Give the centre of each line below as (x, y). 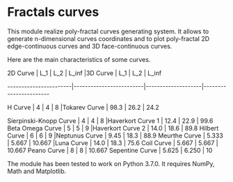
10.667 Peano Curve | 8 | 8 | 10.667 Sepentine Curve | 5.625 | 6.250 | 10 (110, 150)
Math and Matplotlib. (37, 171)
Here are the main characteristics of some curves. (79, 59)
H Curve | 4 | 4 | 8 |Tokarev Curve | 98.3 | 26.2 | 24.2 (83, 107)
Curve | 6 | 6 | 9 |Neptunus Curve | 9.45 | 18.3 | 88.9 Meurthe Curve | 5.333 (115, 135)
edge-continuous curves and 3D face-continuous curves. (90, 46)
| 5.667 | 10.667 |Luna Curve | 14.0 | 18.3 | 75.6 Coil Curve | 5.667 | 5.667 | (113, 142)
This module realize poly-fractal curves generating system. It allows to (108, 31)
